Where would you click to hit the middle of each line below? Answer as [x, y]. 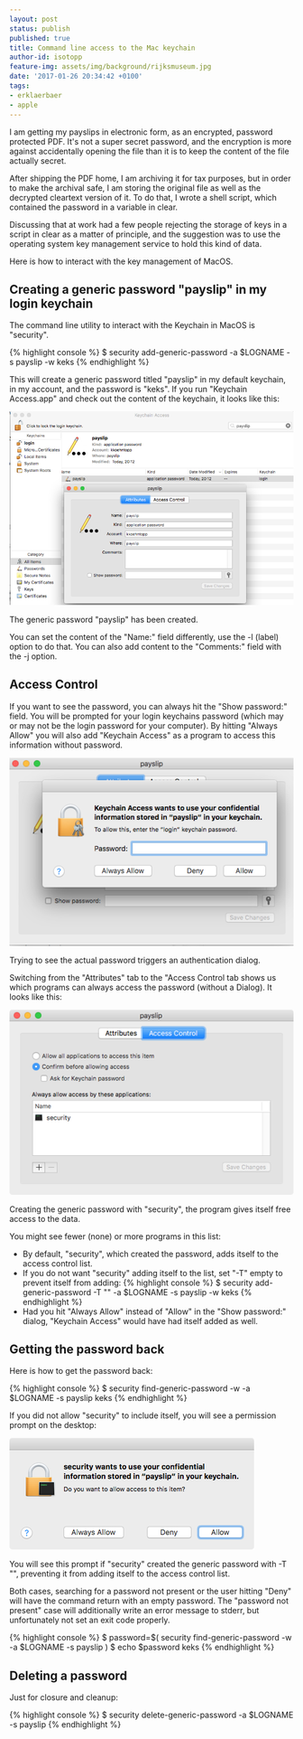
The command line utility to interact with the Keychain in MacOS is [132, 325]
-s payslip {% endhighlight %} [65, 1725]
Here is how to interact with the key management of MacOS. [121, 261]
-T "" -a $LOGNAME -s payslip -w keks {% [173, 1292]
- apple [24, 105]
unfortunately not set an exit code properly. [90, 1620]
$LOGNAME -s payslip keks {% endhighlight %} [98, 1398]
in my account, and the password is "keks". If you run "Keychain [129, 390]
